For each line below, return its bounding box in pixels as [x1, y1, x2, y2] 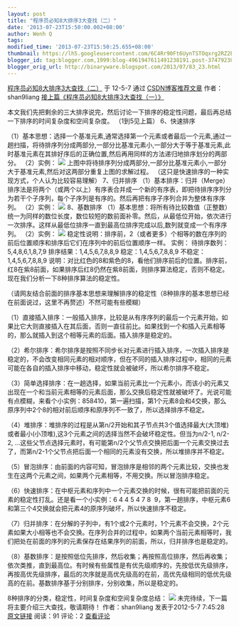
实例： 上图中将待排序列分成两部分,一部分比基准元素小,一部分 [38, 158, 227, 167]
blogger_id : [7, 57, 43, 64]
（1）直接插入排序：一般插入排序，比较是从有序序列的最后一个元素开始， [7, 313, 222, 321]
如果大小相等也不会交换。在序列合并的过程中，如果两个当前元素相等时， [13, 527, 225, 537]
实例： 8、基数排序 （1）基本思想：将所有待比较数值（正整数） [38, 203, 231, 211]
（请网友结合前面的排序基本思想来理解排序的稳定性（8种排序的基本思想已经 [7, 289, 230, 297]
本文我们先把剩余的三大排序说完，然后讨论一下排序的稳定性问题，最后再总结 [7, 107, 232, 116]
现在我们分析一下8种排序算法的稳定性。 [7, 274, 124, 282]
